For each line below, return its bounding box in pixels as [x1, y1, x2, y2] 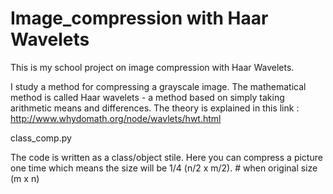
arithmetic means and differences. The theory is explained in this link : [10, 102, 300, 114]
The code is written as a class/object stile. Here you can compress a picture [10, 151, 323, 163]
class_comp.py [10, 132, 72, 144]
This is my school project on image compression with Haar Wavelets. [10, 61, 295, 73]
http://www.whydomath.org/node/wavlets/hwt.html [10, 112, 222, 124]
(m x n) [10, 172, 40, 184]
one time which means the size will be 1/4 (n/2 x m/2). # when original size [10, 162, 318, 174]
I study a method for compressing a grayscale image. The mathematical [10, 80, 307, 92]
